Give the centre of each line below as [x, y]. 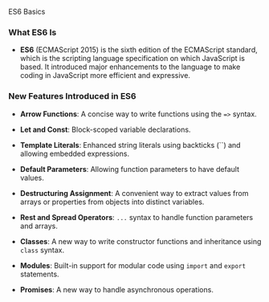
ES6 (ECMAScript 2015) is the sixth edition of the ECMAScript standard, [139, 50]
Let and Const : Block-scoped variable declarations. [105, 129]
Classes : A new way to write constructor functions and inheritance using [141, 241]
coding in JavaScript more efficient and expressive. [105, 75]
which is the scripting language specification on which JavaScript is [132, 59]
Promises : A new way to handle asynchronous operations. [117, 289]
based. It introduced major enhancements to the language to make [130, 67]
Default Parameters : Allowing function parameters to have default [129, 169]
